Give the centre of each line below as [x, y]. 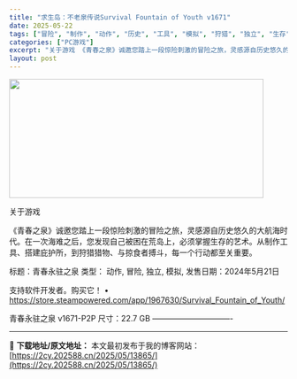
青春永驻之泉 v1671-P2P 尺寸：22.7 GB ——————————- [122, 318]
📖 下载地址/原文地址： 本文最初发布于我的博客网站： [105, 345]
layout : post [33, 58]
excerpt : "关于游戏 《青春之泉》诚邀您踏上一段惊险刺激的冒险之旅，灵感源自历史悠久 [146, 50]
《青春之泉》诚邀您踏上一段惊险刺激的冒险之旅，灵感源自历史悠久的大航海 [145, 230]
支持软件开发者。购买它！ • [59, 290]
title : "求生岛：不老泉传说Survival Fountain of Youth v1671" [120, 17]
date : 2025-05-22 [41, 26]
